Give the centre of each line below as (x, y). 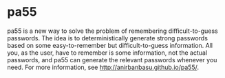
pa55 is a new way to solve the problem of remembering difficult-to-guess (112, 31)
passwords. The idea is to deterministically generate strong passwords (108, 38)
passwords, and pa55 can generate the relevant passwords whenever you (112, 60)
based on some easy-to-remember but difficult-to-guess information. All (110, 45)
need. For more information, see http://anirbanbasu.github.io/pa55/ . (103, 67)
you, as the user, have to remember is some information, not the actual (107, 53)
